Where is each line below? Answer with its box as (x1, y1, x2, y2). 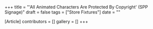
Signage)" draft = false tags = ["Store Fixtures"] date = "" (4, 9, 121, 15)
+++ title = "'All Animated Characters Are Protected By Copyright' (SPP (4, 4, 148, 10)
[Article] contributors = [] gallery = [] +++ (4, 19, 89, 24)
